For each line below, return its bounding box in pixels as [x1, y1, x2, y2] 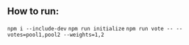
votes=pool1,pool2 [7, 31, 61, 38]
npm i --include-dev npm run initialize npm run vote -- [7, 25, 174, 32]
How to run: [7, 6, 59, 17]
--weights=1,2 [63, 31, 105, 38]
